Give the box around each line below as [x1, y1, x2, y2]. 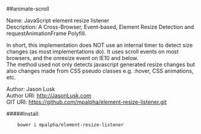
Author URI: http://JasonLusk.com [6, 92, 91, 99]
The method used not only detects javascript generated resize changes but [6, 61, 196, 68]
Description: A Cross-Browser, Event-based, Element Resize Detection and [6, 24, 194, 30]
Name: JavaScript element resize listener [6, 17, 110, 24]
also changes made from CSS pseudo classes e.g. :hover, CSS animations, [6, 67, 194, 75]
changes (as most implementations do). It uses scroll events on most [6, 48, 179, 55]
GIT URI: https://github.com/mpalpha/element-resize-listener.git [6, 98, 167, 106]
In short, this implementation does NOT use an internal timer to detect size [6, 42, 193, 49]
